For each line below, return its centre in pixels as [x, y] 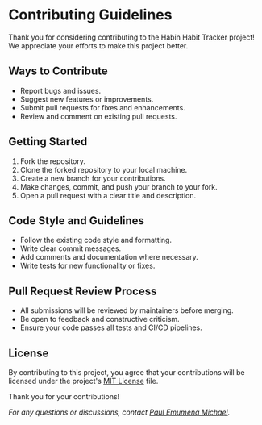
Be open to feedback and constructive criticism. [100, 319]
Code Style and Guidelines [77, 221]
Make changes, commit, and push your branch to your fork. [119, 186]
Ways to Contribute [58, 71]
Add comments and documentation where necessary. [109, 257]
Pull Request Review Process [83, 291]
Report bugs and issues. [60, 90]
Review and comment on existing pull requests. [98, 116]
